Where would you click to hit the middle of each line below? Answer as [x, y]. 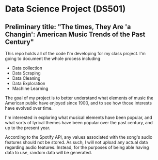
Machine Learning [30, 88]
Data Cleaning [26, 78]
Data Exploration [29, 83]
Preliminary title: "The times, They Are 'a [68, 27]
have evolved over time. [29, 108]
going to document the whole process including [53, 58]
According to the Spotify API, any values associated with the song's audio [79, 137]
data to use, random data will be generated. [48, 153]
